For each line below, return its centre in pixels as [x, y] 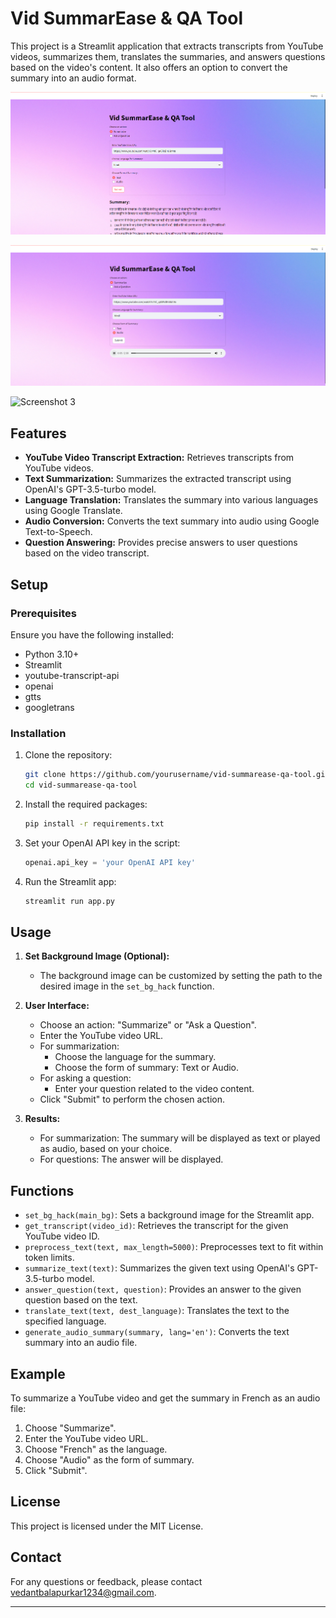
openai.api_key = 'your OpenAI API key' [110, 862]
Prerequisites [43, 613]
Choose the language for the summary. [135, 1057]
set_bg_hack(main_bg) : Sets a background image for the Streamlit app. [169, 1215]
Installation [38, 733]
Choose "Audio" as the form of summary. [109, 1460]
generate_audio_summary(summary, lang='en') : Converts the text [157, 1332]
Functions [42, 1190]
